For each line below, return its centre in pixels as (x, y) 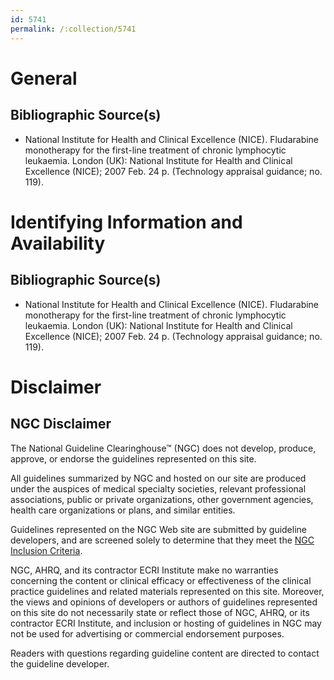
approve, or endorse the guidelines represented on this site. (133, 458)
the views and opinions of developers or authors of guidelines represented (164, 602)
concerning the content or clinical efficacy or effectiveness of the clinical (161, 580)
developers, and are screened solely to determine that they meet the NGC (162, 540)
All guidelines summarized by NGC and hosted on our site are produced (158, 478)
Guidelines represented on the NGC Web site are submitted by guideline (158, 529)
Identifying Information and (126, 222)
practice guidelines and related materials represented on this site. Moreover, (167, 591)
